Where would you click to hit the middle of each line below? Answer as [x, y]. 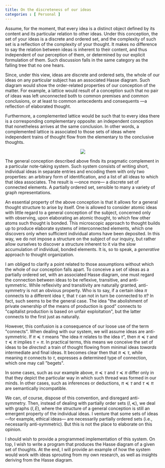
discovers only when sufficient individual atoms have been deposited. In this [82, 233]
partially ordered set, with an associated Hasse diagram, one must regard [80, 274]
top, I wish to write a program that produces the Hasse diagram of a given [80, 444]
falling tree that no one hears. [35, 65]
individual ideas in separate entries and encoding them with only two [75, 171]
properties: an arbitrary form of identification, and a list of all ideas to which [82, 176]
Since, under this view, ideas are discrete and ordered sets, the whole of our [82, 75]
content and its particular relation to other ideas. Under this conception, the [82, 34]
